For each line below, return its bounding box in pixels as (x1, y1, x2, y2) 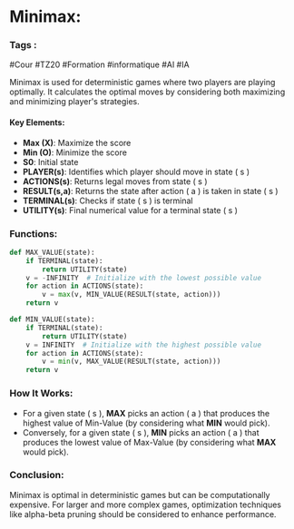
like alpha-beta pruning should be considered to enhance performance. (9, 508, 277, 519)
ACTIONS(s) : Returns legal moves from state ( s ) (22, 175, 208, 187)
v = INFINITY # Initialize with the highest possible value (25, 340, 261, 349)
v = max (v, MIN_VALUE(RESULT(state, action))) (42, 290, 221, 299)
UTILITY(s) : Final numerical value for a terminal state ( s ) (22, 204, 239, 215)
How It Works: (9, 387, 73, 400)
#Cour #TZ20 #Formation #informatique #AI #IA (9, 59, 190, 70)
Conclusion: (9, 469, 64, 482)
